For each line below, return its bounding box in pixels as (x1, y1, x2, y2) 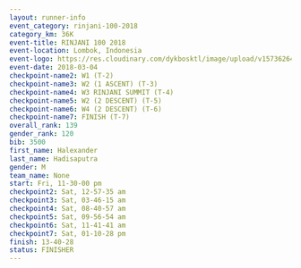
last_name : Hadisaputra (9, 154, 99, 163)
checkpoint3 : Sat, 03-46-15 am (9, 196, 126, 205)
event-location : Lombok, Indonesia (9, 46, 142, 55)
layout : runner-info (9, 13, 87, 22)
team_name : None (9, 171, 70, 180)
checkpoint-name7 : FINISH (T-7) (9, 113, 130, 121)
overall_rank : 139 (9, 121, 78, 130)
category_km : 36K (9, 29, 74, 38)
